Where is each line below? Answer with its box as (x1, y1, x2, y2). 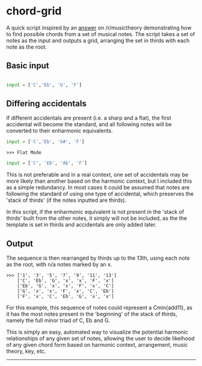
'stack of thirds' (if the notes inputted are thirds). (6, 197, 127, 204)
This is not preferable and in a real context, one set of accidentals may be (6, 171, 189, 178)
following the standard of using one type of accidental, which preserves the (6, 191, 194, 198)
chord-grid (6, 4, 62, 18)
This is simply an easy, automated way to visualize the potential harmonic (6, 329, 188, 335)
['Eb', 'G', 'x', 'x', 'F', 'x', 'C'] (17, 283, 114, 289)
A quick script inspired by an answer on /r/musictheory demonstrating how (6, 24, 192, 31)
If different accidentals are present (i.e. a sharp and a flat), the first (6, 114, 171, 121)
